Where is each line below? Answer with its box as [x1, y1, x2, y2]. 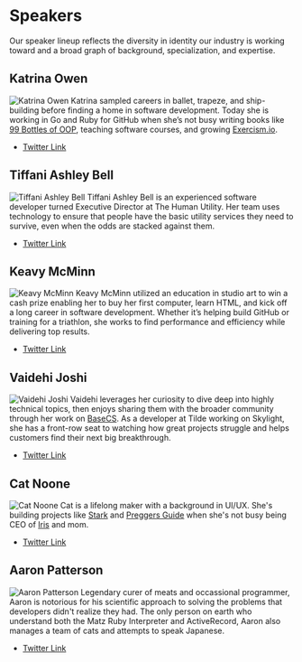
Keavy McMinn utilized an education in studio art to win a [75, 288, 288, 299]
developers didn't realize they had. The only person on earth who [9, 606, 252, 617]
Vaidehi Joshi [9, 369, 87, 385]
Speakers [9, 5, 83, 26]
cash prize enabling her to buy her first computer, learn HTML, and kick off [9, 297, 288, 308]
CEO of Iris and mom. [9, 519, 89, 529]
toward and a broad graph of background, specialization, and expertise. [9, 44, 276, 55]
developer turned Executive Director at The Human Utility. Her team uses [9, 200, 280, 212]
